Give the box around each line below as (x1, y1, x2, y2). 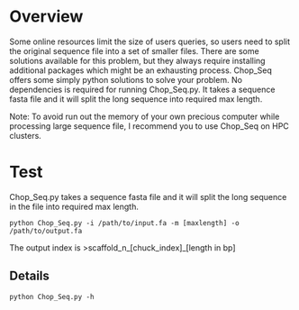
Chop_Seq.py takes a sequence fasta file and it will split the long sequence (9, 191, 287, 202)
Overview (9, 6, 84, 27)
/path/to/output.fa (9, 226, 83, 235)
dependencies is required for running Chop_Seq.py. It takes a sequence (9, 84, 276, 95)
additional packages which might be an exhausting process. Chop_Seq (9, 65, 273, 76)
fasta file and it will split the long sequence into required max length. (9, 93, 263, 105)
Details (9, 269, 50, 284)
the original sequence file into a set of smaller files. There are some (9, 45, 259, 56)
